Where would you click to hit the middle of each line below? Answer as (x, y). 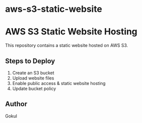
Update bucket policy (34, 88)
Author (16, 104)
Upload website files (33, 78)
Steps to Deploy (30, 61)
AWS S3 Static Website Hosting (71, 32)
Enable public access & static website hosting (59, 83)
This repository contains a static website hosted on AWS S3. (67, 45)
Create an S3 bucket (33, 73)
